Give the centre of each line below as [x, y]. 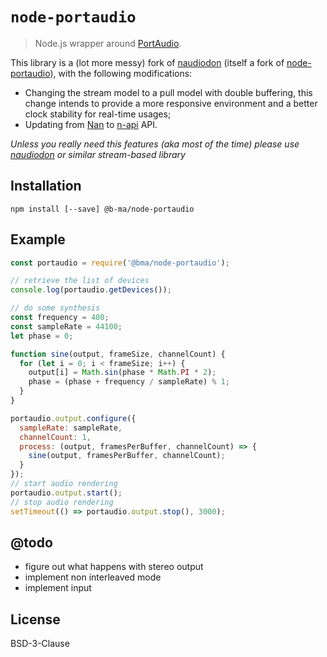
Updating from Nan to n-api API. [91, 124]
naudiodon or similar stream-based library [98, 154]
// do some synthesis [55, 308]
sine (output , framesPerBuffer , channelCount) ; [127, 456]
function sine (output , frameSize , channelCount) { [118, 354]
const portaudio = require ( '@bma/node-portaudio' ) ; [120, 263]
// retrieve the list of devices [80, 281]
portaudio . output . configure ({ [73, 418]
